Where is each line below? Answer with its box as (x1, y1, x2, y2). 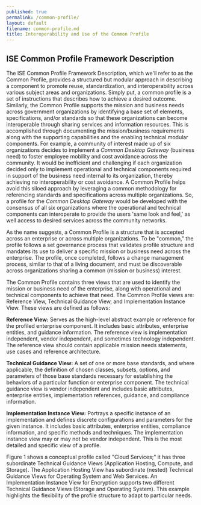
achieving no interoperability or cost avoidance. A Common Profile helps (6, 178, 186, 186)
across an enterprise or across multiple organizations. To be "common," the (6, 234, 194, 242)
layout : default (6, 20, 47, 26)
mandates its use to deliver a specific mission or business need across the (6, 248, 191, 255)
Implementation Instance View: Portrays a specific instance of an (6, 409, 171, 416)
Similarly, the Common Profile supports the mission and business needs (6, 101, 185, 108)
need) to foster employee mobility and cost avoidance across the (6, 152, 167, 160)
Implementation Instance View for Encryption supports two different (6, 478, 175, 486)
